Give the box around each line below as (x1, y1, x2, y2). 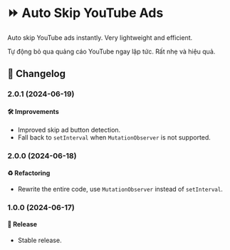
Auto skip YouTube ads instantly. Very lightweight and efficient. (7, 33, 193, 42)
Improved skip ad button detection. (17, 125, 121, 135)
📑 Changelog (7, 68, 66, 80)
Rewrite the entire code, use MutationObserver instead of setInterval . (17, 184, 223, 193)
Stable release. (17, 236, 62, 244)
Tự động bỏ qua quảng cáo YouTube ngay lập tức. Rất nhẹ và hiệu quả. (7, 47, 216, 56)
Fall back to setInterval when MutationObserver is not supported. (17, 133, 211, 142)
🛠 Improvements (7, 107, 59, 115)
